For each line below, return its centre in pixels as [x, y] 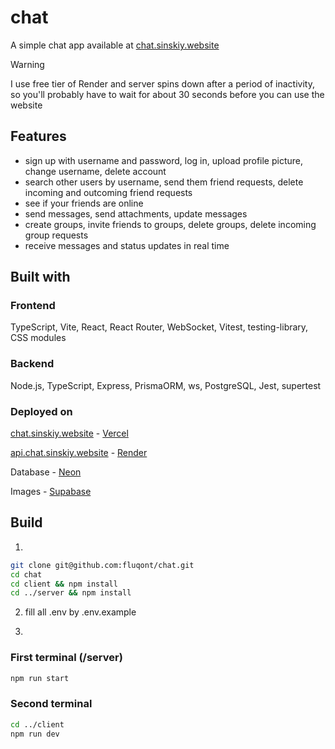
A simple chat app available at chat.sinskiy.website [115, 45]
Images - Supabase [51, 492]
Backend [32, 364]
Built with [40, 277]
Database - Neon [46, 472]
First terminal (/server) [66, 658]
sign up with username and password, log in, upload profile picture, [163, 160]
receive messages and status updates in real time [127, 245]
